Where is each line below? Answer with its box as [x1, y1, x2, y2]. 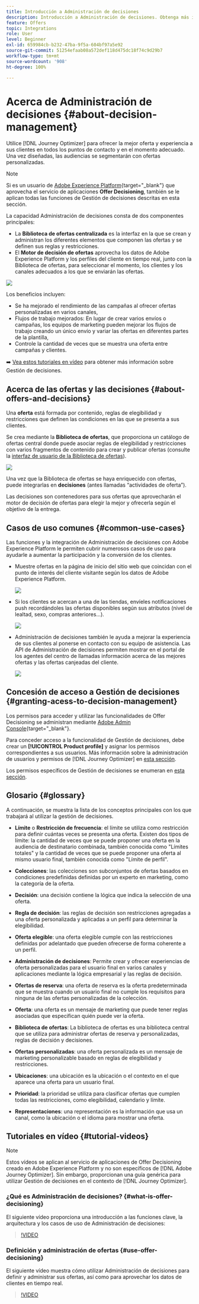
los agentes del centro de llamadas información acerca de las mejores [14, 652, 186, 659]
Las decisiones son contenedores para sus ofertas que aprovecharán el [6, 493, 181, 500]
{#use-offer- [120, 1246, 158, 1254]
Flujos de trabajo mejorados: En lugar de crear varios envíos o [14, 315, 166, 322]
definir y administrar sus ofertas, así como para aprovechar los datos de [6, 1273, 182, 1280]
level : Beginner [6, 36, 46, 42]
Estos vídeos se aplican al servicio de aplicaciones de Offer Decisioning [6, 1158, 182, 1166]
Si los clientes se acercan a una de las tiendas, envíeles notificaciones [14, 598, 187, 605]
